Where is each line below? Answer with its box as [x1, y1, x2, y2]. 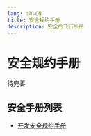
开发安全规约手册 [17, 121, 67, 130]
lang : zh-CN [7, 10, 42, 17]
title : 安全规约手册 [7, 17, 60, 24]
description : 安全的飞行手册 [7, 23, 85, 30]
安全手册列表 [7, 101, 63, 113]
